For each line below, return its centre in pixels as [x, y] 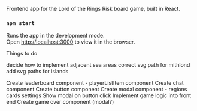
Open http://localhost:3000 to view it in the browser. [71, 42]
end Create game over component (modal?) [60, 102]
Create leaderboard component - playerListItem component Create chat [95, 83]
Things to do [22, 54]
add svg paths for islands [37, 72]
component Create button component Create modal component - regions [97, 90]
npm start [20, 23]
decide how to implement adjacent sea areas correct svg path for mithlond [98, 65]
